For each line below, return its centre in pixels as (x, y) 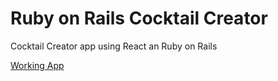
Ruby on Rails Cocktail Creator (139, 18)
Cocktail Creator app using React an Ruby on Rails (114, 46)
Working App (37, 65)
